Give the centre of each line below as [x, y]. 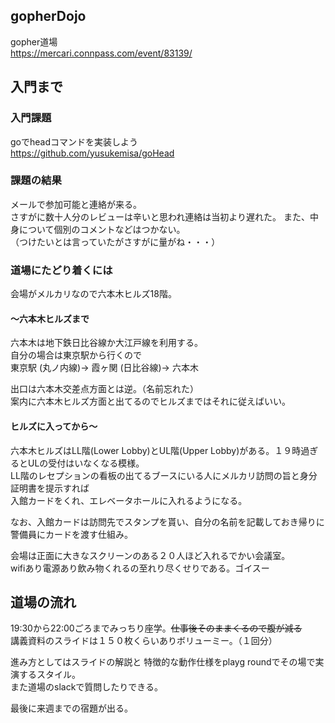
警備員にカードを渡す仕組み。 [71, 534]
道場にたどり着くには [61, 270]
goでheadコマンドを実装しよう [74, 141]
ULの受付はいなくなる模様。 [86, 463]
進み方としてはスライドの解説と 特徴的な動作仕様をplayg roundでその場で [163, 662]
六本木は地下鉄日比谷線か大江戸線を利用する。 [106, 343]
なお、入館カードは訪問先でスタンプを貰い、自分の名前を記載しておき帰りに [167, 521]
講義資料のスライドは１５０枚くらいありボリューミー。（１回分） [144, 641]
